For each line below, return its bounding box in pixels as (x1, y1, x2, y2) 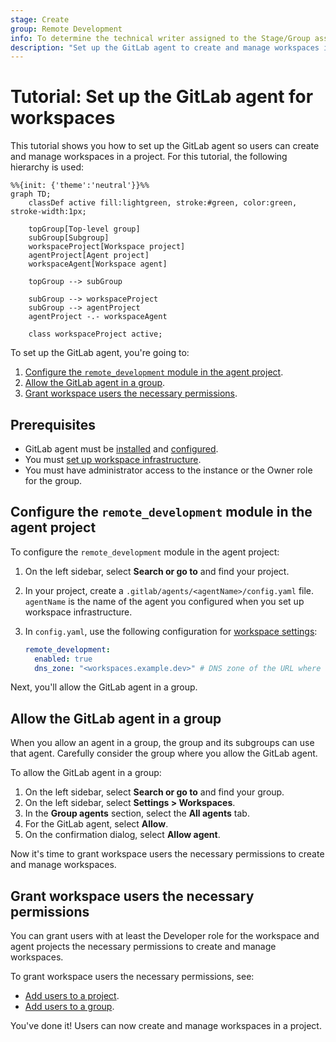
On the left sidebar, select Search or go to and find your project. (24, 565, 290, 577)
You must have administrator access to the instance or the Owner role (24, 464, 313, 476)
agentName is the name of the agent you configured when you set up (24, 595, 305, 607)
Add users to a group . (24, 1001, 115, 1013)
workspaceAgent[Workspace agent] (28, 259, 168, 270)
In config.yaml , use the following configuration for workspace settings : (24, 625, 318, 637)
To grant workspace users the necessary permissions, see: (10, 971, 255, 983)
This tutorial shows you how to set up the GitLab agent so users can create (10, 140, 320, 152)
